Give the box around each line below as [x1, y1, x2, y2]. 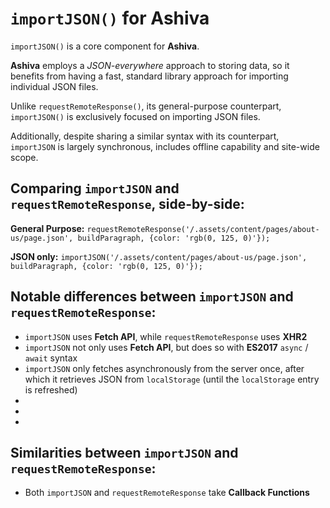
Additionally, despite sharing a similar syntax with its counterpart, [10, 130, 280, 142]
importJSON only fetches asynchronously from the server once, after [24, 362, 305, 374]
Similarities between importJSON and [10, 444, 239, 461]
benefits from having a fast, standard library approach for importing [10, 70, 289, 82]
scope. [10, 151, 39, 163]
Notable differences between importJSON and [10, 288, 294, 306]
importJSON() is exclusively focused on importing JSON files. [10, 110, 261, 122]
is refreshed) [24, 383, 78, 396]
